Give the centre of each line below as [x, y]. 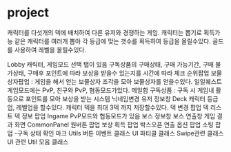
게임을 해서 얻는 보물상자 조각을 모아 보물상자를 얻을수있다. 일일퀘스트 [128, 81]
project [28, 13]
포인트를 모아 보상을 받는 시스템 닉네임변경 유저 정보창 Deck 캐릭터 [115, 98]
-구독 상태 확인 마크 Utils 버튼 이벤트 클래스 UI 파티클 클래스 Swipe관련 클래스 [119, 133]
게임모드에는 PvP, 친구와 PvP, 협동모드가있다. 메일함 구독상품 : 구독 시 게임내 [111, 90]
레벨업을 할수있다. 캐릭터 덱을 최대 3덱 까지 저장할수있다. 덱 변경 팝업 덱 [112, 107]
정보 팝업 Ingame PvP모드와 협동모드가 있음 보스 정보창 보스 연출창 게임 [119, 116]
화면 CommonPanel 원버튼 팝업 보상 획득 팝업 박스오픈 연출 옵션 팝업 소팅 [114, 124]
